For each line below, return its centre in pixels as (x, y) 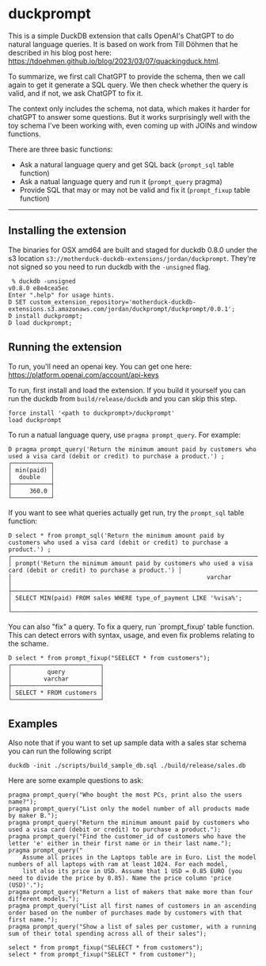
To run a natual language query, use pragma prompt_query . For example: (125, 435)
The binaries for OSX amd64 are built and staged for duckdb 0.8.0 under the (133, 250)
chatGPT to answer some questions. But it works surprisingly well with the (129, 117)
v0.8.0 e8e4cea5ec (38, 288)
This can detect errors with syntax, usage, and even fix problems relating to (131, 634)
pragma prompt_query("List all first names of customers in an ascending (133, 906)
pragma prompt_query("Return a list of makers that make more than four (131, 892)
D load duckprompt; (40, 323)
